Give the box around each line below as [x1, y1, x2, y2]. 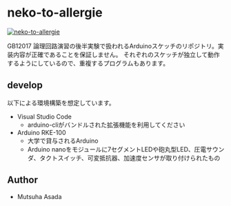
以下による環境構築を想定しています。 [7, 99, 115, 107]
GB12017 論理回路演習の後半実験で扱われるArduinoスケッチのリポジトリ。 [7, 41, 219, 50]
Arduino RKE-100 [17, 128, 66, 136]
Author [7, 174, 38, 186]
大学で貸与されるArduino [27, 136, 99, 145]
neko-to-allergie [7, 5, 103, 21]
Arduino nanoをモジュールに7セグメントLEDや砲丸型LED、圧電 [27, 145, 207, 153]
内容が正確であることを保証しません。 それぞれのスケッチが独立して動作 [12, 50, 220, 59]
